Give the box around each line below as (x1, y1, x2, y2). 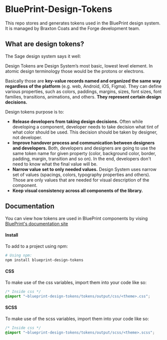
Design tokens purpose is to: (5, 108, 64, 114)
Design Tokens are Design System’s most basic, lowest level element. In (5, 62, 153, 68)
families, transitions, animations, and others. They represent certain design (5, 93, 161, 99)
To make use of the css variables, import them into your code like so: (5, 279, 147, 285)
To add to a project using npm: (5, 243, 68, 249)
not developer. (12, 134, 42, 140)
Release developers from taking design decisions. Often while (12, 118, 143, 124)
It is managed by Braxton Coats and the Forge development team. (5, 25, 141, 31)
